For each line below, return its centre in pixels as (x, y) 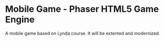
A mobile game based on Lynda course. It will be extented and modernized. (83, 33)
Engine (20, 20)
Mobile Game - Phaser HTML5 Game (82, 9)
